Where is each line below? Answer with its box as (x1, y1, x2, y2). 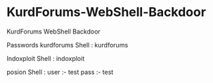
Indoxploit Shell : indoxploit (6, 54, 85, 63)
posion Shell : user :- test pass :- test (6, 68, 114, 76)
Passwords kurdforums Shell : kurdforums (6, 40, 129, 49)
